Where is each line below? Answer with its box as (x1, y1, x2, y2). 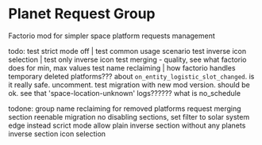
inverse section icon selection (8, 128, 106, 139)
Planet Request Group (8, 5, 156, 23)
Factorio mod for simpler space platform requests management (8, 31, 216, 40)
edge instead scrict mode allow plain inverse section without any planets (8, 120, 246, 130)
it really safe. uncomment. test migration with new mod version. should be (8, 80, 250, 90)
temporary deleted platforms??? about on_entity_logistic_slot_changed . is (8, 71, 255, 81)
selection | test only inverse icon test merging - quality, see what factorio (8, 55, 247, 64)
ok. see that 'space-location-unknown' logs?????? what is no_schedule (8, 88, 241, 97)
